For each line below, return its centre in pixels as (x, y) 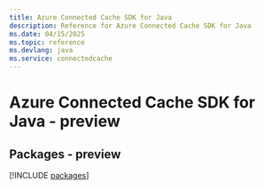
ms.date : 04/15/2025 (47, 34)
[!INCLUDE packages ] (49, 175)
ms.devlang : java (41, 51)
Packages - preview (65, 154)
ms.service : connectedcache (61, 59)
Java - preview (65, 122)
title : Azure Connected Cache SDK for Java (91, 17)
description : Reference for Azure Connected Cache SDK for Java (130, 26)
